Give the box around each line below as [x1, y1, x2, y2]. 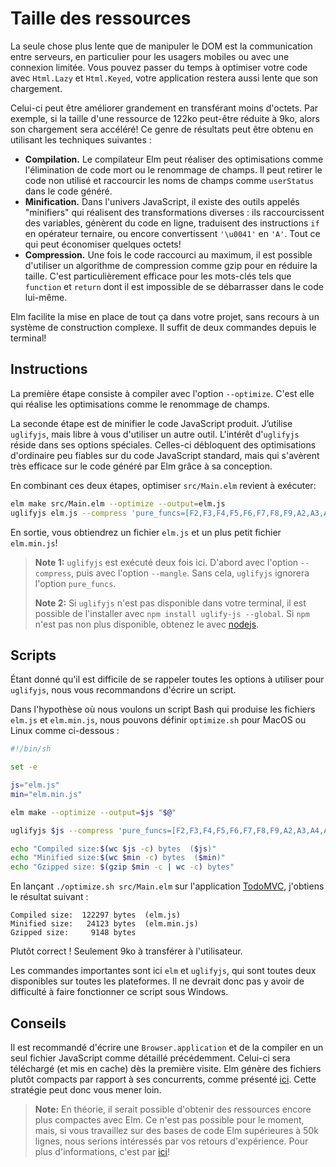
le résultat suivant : [10, 891, 89, 903]
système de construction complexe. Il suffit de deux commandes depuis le [10, 321, 317, 333]
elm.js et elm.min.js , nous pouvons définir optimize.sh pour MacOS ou [10, 714, 307, 726]
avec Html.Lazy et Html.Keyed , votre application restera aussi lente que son [10, 72, 318, 84]
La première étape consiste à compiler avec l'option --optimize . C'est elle [10, 387, 315, 399]
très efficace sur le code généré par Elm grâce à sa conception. [10, 460, 273, 472]
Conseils [10, 1015, 67, 1032]
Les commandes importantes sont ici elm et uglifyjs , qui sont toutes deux [10, 965, 317, 977]
